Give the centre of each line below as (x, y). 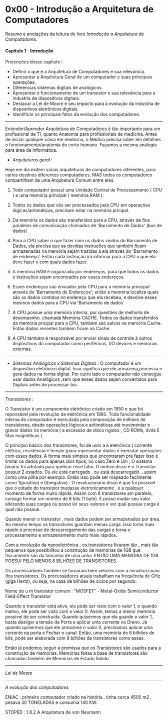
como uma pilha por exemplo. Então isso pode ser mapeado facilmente (78, 477)
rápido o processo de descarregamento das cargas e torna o (68, 530)
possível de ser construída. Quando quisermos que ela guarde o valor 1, (79, 617)
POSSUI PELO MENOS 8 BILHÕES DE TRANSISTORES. (61, 561)
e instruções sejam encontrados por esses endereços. (68, 277)
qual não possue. (23, 509)
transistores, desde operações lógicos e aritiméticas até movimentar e (78, 425)
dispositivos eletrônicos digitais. (45, 109)
